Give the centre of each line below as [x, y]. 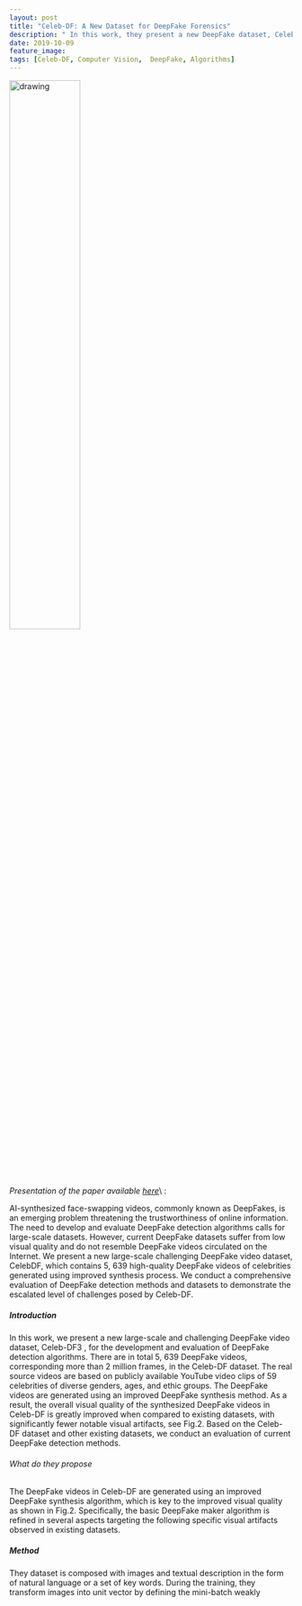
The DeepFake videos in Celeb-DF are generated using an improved [136, 1492]
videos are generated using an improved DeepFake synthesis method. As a [148, 1395]
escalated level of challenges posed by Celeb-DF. [102, 1294]
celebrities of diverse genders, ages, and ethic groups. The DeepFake [138, 1385]
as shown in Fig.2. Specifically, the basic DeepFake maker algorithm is [140, 1511]
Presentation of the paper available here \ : [88, 1191]
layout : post [34, 18]
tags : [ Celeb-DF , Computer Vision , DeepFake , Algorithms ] [122, 59]
